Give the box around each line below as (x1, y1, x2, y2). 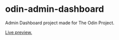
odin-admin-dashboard (5, 3, 105, 15)
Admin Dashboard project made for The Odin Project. (5, 20, 115, 26)
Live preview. (5, 29, 32, 35)
